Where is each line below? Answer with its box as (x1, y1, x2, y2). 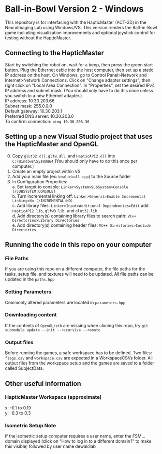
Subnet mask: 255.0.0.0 (5, 103, 52, 109)
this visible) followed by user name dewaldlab (5, 443, 96, 449)
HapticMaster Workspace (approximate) (5, 394, 102, 401)
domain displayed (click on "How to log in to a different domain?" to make (5, 438, 151, 444)
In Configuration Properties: (12, 178, 68, 185)
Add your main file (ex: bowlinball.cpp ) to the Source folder (12, 173, 132, 179)
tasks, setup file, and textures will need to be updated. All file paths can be (5, 271, 154, 277)
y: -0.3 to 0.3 (5, 410, 31, 416)
